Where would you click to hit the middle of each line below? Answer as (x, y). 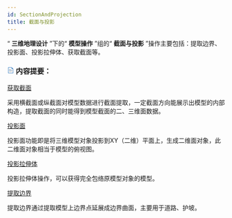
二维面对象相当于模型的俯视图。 (52, 149)
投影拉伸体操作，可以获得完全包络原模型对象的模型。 (83, 178)
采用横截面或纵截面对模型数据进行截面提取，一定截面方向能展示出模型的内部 (116, 102)
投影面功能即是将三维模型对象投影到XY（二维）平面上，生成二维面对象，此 (114, 140)
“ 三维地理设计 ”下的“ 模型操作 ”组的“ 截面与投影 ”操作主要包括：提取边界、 (114, 43)
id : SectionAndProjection (44, 14)
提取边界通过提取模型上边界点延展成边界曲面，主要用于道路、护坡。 (104, 208)
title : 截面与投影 (31, 22)
